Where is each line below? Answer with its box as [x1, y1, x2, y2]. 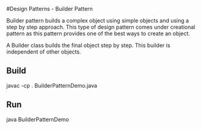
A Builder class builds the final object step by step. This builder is [6, 42, 170, 49]
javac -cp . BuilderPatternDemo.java [6, 82, 98, 89]
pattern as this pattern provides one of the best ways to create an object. [6, 30, 191, 37]
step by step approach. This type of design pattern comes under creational [6, 24, 196, 30]
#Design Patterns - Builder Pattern [6, 5, 93, 12]
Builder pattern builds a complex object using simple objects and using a [6, 17, 189, 24]
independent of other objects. [6, 48, 81, 55]
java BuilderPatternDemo [6, 116, 69, 123]
